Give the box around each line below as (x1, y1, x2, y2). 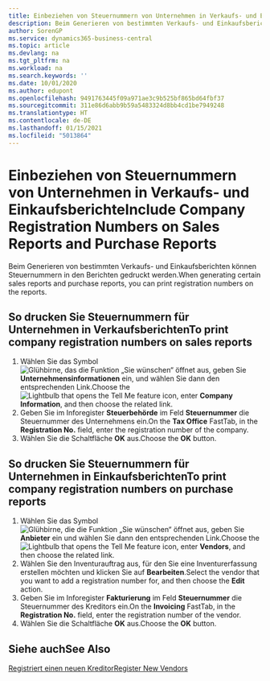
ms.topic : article (8, 42, 70, 50)
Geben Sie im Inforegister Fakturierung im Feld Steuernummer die (19, 593, 243, 603)
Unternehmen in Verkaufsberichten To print (8, 323, 229, 336)
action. (19, 584, 43, 594)
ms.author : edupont (8, 86, 74, 95)
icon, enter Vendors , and (162, 542, 246, 551)
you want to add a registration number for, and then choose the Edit (19, 576, 245, 586)
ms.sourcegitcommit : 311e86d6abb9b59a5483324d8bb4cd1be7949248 (8, 101, 225, 109)
